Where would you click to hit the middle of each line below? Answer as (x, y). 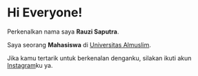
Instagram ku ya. (30, 65)
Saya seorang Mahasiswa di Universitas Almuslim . (79, 45)
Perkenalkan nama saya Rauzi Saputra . (63, 31)
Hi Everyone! (45, 13)
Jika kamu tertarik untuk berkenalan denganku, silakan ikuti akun (99, 58)
